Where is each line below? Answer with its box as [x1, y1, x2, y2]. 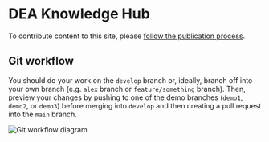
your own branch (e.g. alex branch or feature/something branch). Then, [8, 84, 247, 93]
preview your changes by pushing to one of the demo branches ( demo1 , [8, 93, 243, 102]
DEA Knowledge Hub [8, 5, 150, 23]
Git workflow [8, 54, 75, 68]
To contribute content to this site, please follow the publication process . [8, 31, 246, 41]
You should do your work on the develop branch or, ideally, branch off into [8, 75, 253, 85]
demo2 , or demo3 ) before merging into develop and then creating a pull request [8, 101, 262, 110]
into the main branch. [8, 109, 78, 119]
